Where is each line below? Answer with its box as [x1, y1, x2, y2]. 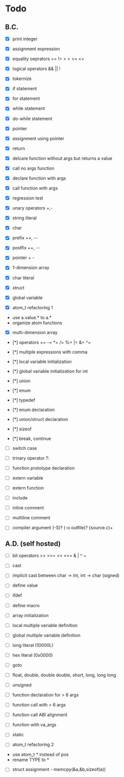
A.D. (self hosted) [5, 539, 61, 548]
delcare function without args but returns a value [12, 155, 113, 161]
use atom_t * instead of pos [12, 752, 69, 758]
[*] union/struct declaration [12, 416, 68, 422]
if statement [12, 85, 37, 92]
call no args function [12, 165, 55, 171]
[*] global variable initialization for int [12, 368, 88, 374]
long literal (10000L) [12, 642, 54, 648]
